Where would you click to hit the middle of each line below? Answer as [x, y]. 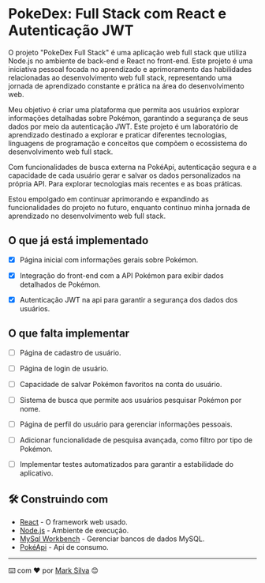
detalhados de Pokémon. [60, 284]
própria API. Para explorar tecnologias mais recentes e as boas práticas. [125, 183]
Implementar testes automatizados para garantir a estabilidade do [127, 465]
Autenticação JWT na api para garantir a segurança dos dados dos [129, 299]
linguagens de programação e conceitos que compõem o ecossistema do [128, 143]
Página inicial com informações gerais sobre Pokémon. [109, 260]
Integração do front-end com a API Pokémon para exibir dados [121, 275]
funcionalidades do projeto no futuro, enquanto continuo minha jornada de [129, 207]
